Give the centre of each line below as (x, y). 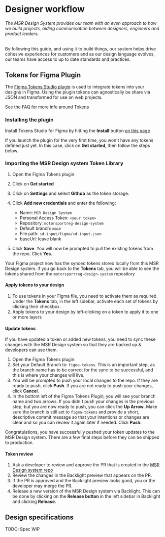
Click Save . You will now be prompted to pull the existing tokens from (83, 248)
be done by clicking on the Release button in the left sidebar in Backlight (86, 496)
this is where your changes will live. (48, 375)
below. (12, 151)
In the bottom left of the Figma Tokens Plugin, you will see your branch (84, 396)
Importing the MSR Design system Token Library (64, 163)
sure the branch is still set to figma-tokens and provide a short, (76, 412)
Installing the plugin (29, 120)
